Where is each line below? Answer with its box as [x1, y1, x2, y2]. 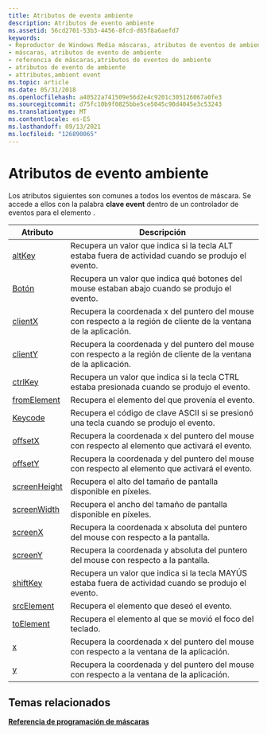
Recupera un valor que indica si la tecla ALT [70, 240, 234, 251]
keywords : [8, 33, 41, 42]
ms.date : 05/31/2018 [8, 85, 77, 94]
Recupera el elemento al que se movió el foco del [70, 613, 254, 624]
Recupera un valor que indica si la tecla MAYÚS [70, 567, 248, 578]
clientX [12, 315, 38, 326]
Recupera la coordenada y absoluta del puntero [70, 545, 248, 556]
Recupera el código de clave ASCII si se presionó [70, 407, 253, 418]
